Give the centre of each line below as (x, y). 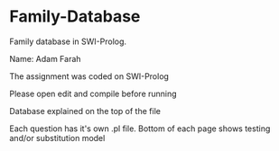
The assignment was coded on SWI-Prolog (89, 76)
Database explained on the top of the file (85, 111)
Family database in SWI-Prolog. (68, 41)
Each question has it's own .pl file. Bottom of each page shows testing (140, 129)
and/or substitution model (57, 138)
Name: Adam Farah (45, 58)
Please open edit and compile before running (93, 93)
